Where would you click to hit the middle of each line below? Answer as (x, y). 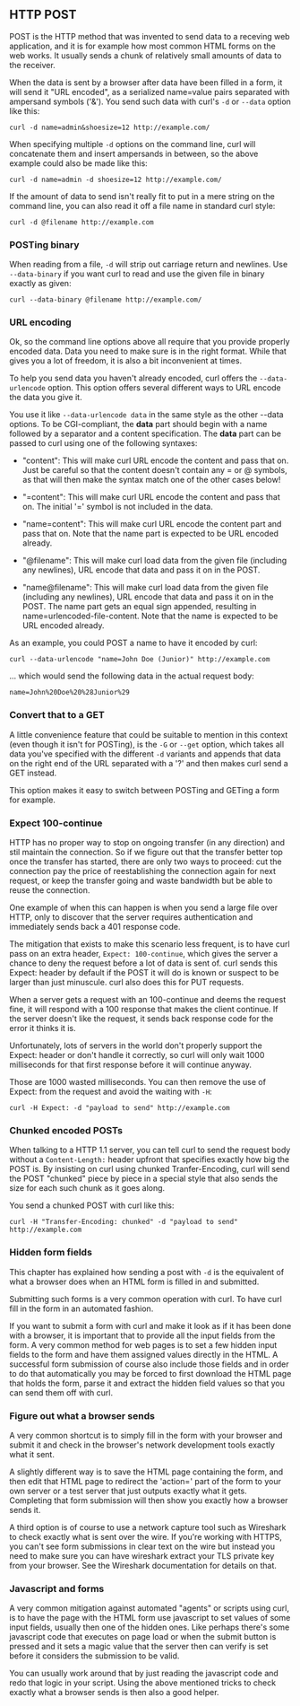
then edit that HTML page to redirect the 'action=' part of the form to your (146, 1481)
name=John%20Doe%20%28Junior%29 (69, 693)
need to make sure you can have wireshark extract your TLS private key (142, 1555)
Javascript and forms (57, 1588)
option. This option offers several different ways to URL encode (165, 388)
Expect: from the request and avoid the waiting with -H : (111, 1091)
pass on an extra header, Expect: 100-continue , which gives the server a (144, 954)
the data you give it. (46, 398)
